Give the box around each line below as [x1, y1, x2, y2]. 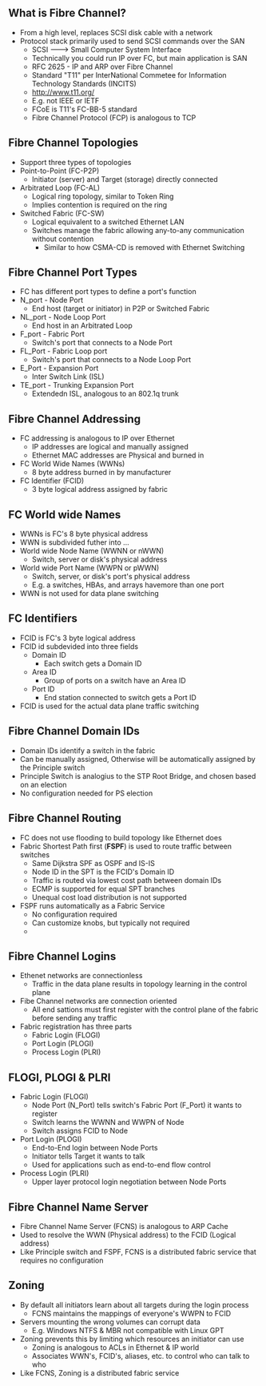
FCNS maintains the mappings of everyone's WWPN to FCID [31, 1308, 232, 1318]
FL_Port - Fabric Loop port [19, 346, 108, 356]
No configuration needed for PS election [19, 788, 153, 798]
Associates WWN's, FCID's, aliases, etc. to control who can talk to [31, 1351, 250, 1360]
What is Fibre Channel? [8, 6, 126, 20]
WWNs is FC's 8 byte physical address [19, 529, 149, 539]
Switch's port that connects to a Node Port [31, 338, 173, 348]
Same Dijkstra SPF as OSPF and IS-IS [31, 858, 156, 868]
